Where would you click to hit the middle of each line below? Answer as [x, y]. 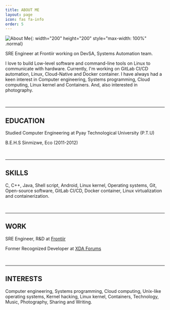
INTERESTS [24, 279]
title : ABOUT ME [22, 10]
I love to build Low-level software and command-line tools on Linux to [78, 63]
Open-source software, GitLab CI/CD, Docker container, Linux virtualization [84, 191]
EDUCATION [25, 121]
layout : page [19, 15]
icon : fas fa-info [25, 19]
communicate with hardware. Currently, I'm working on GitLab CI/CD [77, 69]
